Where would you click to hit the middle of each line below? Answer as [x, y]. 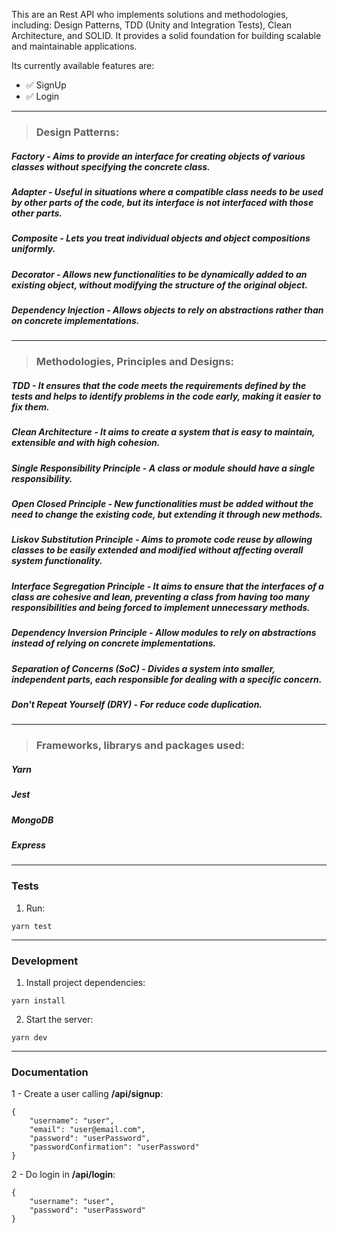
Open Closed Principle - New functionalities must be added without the [162, 504]
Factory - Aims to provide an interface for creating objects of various [158, 156]
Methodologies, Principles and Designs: [135, 362]
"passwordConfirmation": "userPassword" [114, 1147]
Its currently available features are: [83, 65]
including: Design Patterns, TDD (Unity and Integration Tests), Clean [152, 25]
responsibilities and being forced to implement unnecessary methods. [161, 607]
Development [45, 961]
